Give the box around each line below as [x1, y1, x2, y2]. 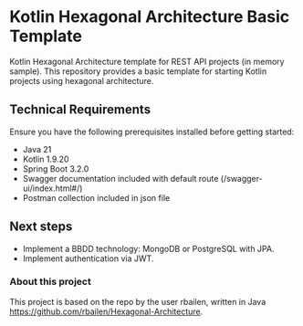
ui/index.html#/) [22, 183, 83, 194]
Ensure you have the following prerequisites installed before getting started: [9, 126, 295, 137]
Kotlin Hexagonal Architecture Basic [9, 6, 290, 27]
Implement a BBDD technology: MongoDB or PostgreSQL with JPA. [22, 243, 275, 254]
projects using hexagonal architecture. [9, 75, 154, 86]
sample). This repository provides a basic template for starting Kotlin [9, 66, 267, 77]
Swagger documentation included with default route [22, 173, 219, 184]
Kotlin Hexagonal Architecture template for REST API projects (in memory [9, 56, 285, 67]
